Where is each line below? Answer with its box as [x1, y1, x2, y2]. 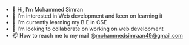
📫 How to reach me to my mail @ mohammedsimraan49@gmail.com [12, 32, 184, 39]
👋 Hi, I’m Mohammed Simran [12, 6, 84, 13]
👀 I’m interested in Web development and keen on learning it [12, 12, 162, 19]
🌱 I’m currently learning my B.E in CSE [12, 19, 107, 26]
